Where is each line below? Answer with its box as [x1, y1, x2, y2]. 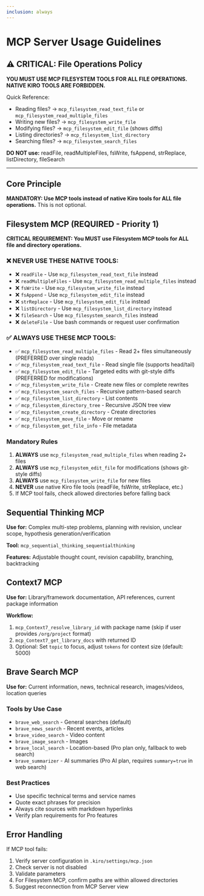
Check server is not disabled [15, 863, 87, 871]
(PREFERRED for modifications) [15, 374, 94, 382]
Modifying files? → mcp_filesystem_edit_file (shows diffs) [15, 124, 163, 132]
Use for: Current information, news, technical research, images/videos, [6, 683, 185, 690]
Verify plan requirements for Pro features [15, 812, 118, 819]
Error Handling [6, 829, 63, 840]
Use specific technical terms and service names [15, 792, 136, 800]
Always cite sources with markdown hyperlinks [15, 805, 133, 813]
